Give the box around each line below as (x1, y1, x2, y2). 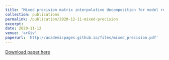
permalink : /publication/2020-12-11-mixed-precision (5, 16, 118, 21)
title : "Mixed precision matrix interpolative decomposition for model (5, 7, 158, 12)
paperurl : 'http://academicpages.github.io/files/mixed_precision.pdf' (5, 35, 158, 40)
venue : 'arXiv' (5, 30, 37, 35)
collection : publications (5, 12, 59, 17)
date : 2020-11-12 (5, 26, 42, 31)
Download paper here (5, 48, 50, 55)
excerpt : (5, 21, 24, 26)
